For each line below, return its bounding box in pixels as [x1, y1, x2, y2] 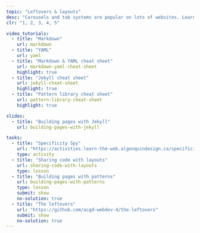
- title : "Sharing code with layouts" [11, 157, 108, 163]
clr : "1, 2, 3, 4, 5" [6, 20, 60, 26]
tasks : [6, 135, 23, 141]
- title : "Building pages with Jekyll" [11, 118, 111, 125]
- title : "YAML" [11, 47, 52, 53]
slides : [6, 113, 26, 119]
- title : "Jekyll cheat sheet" [11, 75, 89, 81]
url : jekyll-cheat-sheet [17, 80, 79, 86]
